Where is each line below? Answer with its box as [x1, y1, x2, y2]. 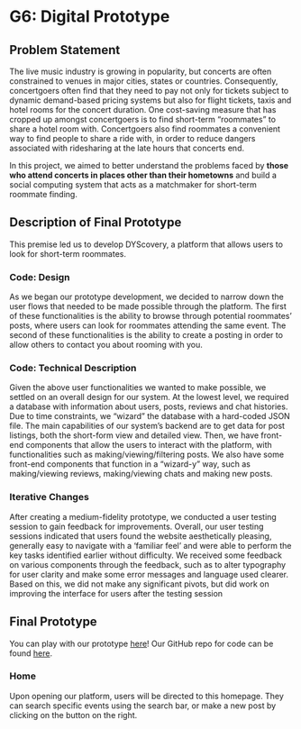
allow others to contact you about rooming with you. [9, 340, 203, 351]
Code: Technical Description [9, 362, 137, 375]
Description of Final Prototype [9, 214, 182, 231]
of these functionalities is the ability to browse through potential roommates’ [9, 311, 293, 322]
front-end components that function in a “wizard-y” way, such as [9, 459, 251, 469]
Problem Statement [9, 42, 121, 58]
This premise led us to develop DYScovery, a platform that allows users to [9, 239, 284, 250]
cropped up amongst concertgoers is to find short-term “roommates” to [9, 114, 277, 124]
